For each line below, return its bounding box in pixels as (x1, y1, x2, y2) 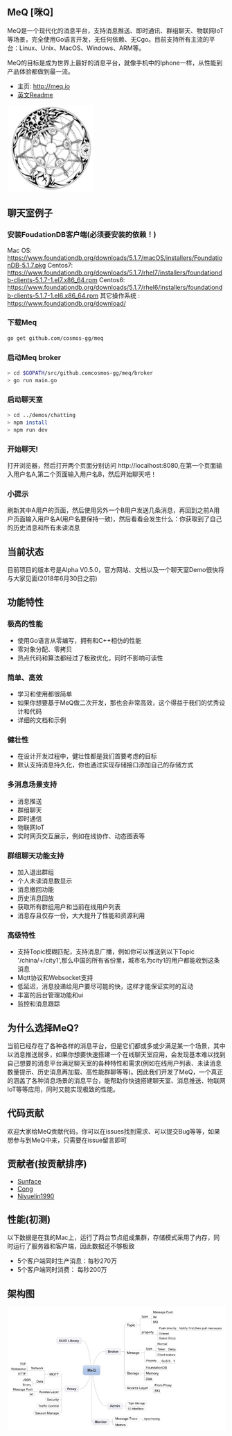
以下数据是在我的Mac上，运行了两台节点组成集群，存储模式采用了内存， (7, 1233, 214, 1242)
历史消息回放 (17, 894, 54, 902)
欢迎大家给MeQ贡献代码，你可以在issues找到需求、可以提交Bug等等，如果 (7, 1127, 220, 1135)
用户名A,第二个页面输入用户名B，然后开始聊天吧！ (12, 470, 157, 478)
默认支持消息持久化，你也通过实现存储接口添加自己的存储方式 (17, 760, 194, 769)
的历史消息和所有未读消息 (7, 523, 80, 532)
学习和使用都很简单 (17, 690, 73, 699)
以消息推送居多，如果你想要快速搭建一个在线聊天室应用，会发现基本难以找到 (7, 1050, 226, 1059)
